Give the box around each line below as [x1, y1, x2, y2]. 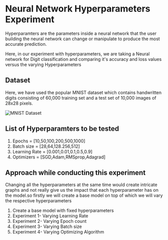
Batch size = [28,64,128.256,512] [12, 143, 80, 149]
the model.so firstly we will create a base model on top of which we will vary [5, 192, 163, 199]
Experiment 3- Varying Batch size [12, 223, 82, 229]
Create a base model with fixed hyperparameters [12, 207, 114, 214]
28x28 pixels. [5, 100, 34, 106]
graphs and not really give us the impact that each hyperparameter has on [5, 187, 159, 193]
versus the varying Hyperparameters [5, 61, 82, 67]
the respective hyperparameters [5, 198, 72, 204]
